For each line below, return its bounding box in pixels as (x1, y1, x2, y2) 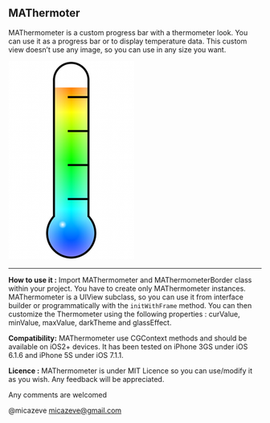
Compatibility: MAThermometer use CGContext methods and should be (8, 333, 247, 343)
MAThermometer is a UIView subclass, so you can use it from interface (8, 292, 243, 302)
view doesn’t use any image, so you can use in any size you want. (8, 44, 227, 55)
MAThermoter (8, 6, 80, 20)
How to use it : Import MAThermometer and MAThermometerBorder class (8, 275, 252, 284)
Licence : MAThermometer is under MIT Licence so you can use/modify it (8, 365, 253, 376)
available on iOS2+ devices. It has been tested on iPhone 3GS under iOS (8, 341, 248, 352)
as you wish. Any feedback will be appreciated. (8, 374, 165, 384)
